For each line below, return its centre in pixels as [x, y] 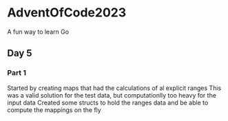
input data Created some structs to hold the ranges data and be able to [108, 102]
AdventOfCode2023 [67, 13]
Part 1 [17, 73]
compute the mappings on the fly [54, 110]
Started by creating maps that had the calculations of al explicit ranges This [114, 88]
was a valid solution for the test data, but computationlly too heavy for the [112, 95]
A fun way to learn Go [38, 32]
